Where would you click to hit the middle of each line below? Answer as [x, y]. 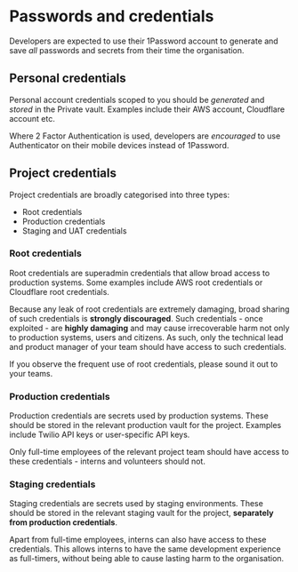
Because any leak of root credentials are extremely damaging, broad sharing [149, 309]
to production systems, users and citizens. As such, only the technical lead [146, 337]
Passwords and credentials [112, 16]
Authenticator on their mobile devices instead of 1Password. [119, 145]
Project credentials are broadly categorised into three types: [119, 195]
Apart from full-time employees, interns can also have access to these [138, 540]
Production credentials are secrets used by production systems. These [139, 416]
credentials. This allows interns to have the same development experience [145, 549]
